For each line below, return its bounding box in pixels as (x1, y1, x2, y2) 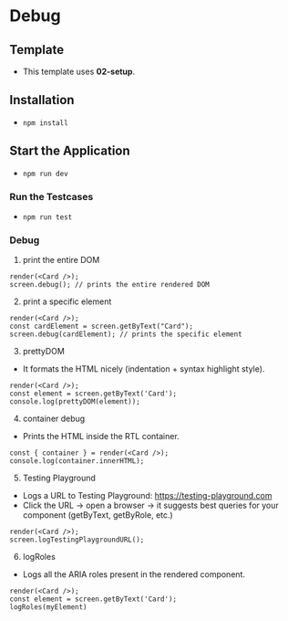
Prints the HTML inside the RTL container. (22, 431, 180, 442)
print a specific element (22, 296, 112, 307)
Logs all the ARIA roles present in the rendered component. (22, 569, 246, 580)
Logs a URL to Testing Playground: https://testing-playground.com (22, 490, 273, 501)
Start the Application (9, 143, 130, 159)
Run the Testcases (9, 190, 94, 203)
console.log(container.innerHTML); (9, 457, 145, 466)
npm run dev (22, 169, 68, 178)
